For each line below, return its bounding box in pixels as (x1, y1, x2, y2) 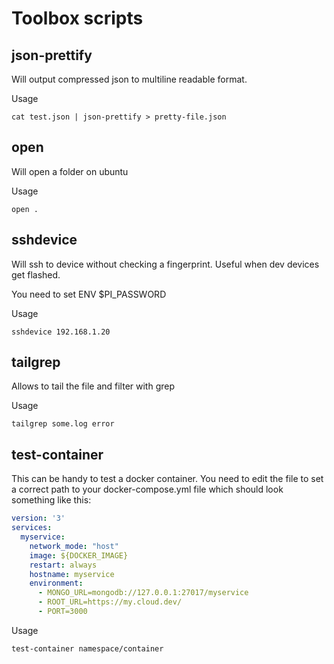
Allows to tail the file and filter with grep (11, 380, 176, 392)
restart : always (29, 560, 98, 570)
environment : (29, 578, 84, 589)
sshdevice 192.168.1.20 (11, 327, 111, 337)
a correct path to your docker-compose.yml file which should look (11, 483, 284, 496)
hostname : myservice (29, 569, 115, 579)
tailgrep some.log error (11, 419, 115, 429)
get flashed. (11, 268, 61, 281)
